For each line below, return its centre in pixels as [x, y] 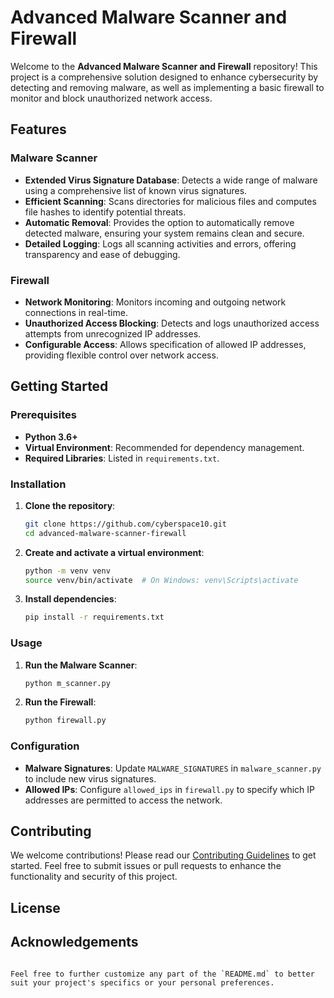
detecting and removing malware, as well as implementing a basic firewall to [167, 87]
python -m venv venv [67, 571]
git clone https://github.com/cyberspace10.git [125, 524]
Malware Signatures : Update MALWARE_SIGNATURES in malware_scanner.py [173, 768]
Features [38, 129]
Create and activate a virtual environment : [114, 552]
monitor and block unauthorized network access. [111, 98]
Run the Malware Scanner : [81, 665]
